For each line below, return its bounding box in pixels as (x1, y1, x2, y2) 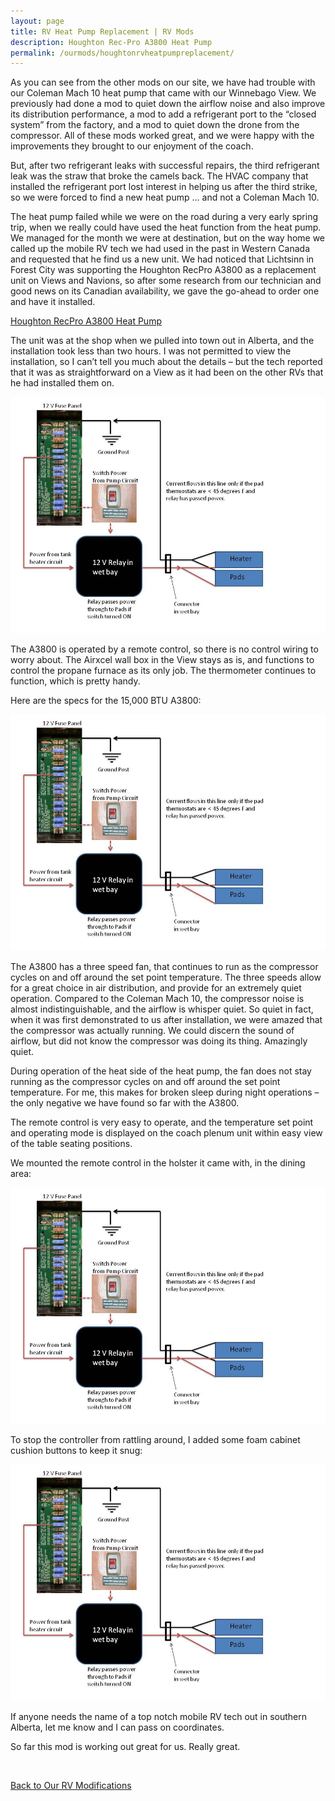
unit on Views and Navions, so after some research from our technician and (10, 275, 322, 287)
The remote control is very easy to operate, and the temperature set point (10, 1116, 314, 1129)
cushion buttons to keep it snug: (10, 1445, 143, 1457)
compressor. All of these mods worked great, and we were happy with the (10, 130, 315, 142)
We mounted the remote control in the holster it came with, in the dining (10, 1157, 306, 1169)
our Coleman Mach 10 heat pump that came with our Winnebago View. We (10, 87, 317, 99)
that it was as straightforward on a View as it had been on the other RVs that (10, 366, 324, 379)
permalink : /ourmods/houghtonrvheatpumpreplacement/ (10, 48, 235, 58)
